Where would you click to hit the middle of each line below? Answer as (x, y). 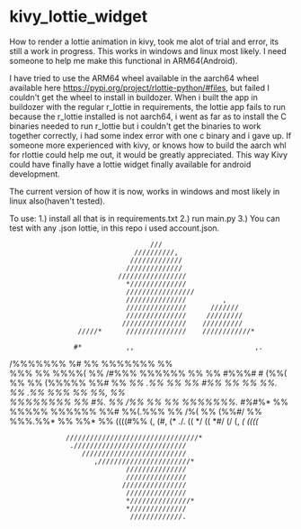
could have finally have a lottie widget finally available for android (130, 164)
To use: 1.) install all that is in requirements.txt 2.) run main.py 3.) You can (145, 218)
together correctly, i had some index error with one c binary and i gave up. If (150, 135)
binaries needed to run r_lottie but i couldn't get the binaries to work (135, 126)
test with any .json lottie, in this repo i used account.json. (115, 228)
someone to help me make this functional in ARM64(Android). (124, 60)
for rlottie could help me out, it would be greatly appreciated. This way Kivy (149, 154)
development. (35, 174)
